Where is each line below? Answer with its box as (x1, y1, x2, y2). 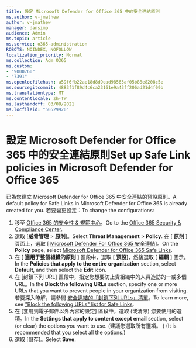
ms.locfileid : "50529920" (6, 106, 69, 112)
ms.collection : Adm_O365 (6, 57, 67, 63)
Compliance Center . (14, 226, 63, 233)
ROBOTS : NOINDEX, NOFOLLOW (6, 47, 72, 53)
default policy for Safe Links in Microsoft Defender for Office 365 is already (6, 200, 188, 207)
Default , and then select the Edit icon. (14, 267, 107, 274)
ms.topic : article (6, 36, 51, 42)
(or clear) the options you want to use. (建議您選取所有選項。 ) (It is (14, 322, 177, 329)
